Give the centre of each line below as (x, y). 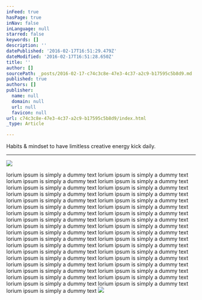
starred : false (25, 34)
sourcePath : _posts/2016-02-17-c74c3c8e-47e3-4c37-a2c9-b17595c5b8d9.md (99, 73)
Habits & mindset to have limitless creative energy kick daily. (81, 146)
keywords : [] (23, 40)
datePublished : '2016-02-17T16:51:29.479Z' (62, 51)
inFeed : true (23, 12)
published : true (26, 79)
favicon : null (29, 113)
